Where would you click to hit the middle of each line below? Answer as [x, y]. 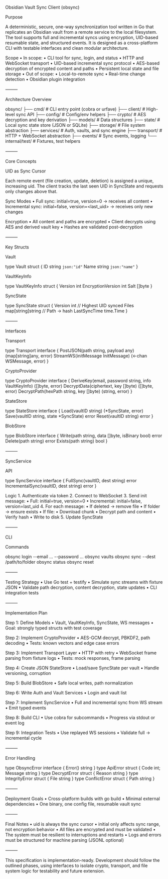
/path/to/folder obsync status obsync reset [50, 562]
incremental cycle [24, 738]
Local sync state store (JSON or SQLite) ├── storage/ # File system [75, 125]
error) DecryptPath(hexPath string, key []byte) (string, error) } [69, 391]
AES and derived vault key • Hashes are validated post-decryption [74, 227]
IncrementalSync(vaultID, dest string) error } [51, 486]
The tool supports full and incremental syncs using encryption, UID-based [82, 37]
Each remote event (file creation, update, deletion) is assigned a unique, [79, 181]
